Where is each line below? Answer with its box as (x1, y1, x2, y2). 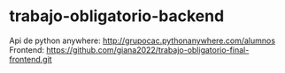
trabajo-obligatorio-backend (9, 6, 225, 26)
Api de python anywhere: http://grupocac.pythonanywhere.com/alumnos (9, 35, 276, 46)
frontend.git (9, 54, 52, 64)
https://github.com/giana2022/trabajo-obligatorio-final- (45, 44, 250, 55)
